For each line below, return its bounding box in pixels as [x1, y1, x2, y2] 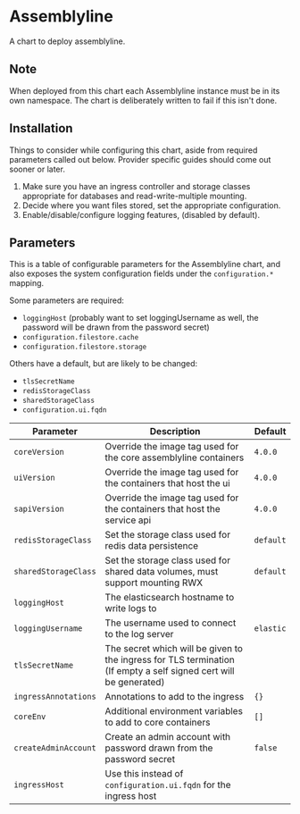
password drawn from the [104, 742, 213, 754]
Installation [9, 121, 73, 136]
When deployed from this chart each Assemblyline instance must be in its [9, 85, 280, 96]
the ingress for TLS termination [104, 654, 235, 667]
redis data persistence [104, 540, 199, 552]
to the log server [104, 628, 174, 641]
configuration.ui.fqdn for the [104, 779, 231, 792]
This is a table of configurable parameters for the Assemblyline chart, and [9, 259, 281, 270]
